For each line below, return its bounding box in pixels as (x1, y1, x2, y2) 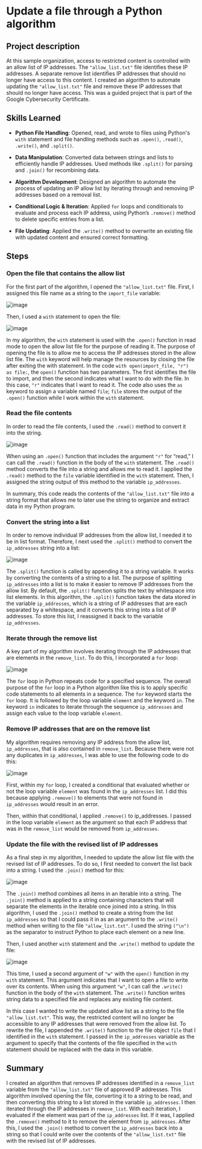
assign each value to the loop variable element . (6, 709, 122, 717)
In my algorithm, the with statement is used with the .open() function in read (6, 336, 196, 344)
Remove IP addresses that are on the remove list (6, 725, 151, 733)
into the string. (6, 429, 43, 436)
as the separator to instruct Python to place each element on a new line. (6, 928, 185, 935)
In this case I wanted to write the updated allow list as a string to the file (6, 1007, 185, 1014)
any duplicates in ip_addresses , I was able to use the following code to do (6, 751, 189, 758)
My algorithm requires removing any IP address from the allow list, (6, 738, 171, 746)
